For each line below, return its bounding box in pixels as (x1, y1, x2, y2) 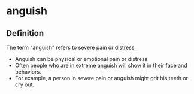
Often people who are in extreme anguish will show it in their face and (14, 62, 187, 69)
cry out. (14, 81, 35, 88)
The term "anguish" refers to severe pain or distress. (6, 44, 137, 51)
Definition (6, 28, 44, 38)
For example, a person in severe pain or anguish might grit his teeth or (14, 75, 189, 81)
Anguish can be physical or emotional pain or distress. (14, 56, 150, 62)
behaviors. (14, 68, 41, 75)
